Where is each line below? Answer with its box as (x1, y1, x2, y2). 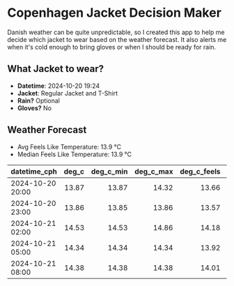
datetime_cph (10, 166, 58, 176)
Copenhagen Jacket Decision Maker (7, 5, 221, 21)
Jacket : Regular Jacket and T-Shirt (17, 89, 118, 97)
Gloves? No (17, 103, 52, 112)
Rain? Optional (17, 96, 61, 105)
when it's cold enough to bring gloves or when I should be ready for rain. (7, 43, 217, 51)
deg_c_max (134, 166, 173, 176)
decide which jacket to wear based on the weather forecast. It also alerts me (7, 35, 227, 43)
